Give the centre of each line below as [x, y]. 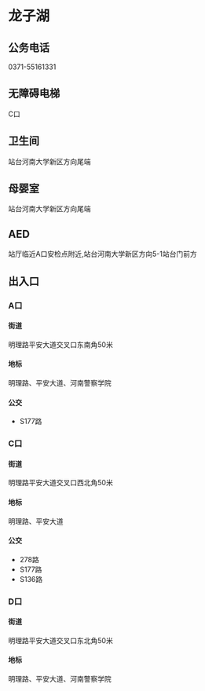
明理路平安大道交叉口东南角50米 [61, 344]
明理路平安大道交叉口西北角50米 [61, 483]
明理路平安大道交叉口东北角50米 [61, 640]
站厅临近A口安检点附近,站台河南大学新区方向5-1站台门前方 [103, 254]
